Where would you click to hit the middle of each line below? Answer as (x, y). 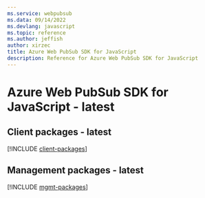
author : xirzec (29, 45)
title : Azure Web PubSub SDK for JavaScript (72, 52)
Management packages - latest (76, 170)
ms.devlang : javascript (41, 26)
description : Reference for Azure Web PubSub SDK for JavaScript (102, 58)
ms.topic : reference (37, 33)
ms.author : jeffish (35, 39)
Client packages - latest (60, 132)
